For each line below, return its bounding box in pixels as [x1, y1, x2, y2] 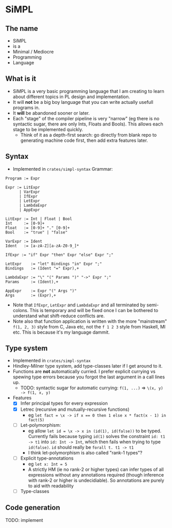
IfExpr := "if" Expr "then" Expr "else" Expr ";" [5, 252, 114, 258]
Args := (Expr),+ [5, 293, 56, 298]
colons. [12, 307, 29, 313]
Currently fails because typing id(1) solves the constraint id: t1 [28, 433, 165, 439]
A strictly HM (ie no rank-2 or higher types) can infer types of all [28, 466, 164, 472]
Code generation [5, 503, 61, 512]
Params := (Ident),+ [5, 279, 59, 284]
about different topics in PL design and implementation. [12, 94, 130, 100]
